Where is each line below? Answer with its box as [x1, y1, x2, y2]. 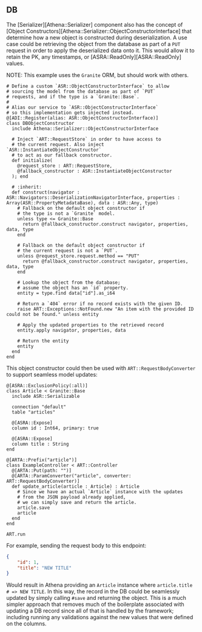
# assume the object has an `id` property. [17, 284, 129, 291]
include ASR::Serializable [12, 393, 80, 399]
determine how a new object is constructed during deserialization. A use [6, 33, 187, 41]
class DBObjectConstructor [6, 120, 75, 126]
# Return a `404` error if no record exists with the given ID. [17, 300, 183, 307]
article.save [17, 505, 50, 511]
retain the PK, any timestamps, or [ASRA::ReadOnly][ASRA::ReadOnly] [6, 53, 182, 60]
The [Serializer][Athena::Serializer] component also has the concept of [6, 21, 183, 28]
